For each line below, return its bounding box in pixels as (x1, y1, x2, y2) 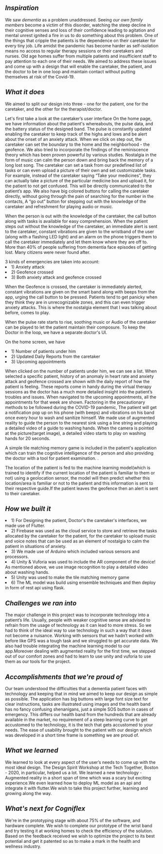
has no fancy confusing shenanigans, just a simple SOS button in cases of (5, 706, 154, 712)
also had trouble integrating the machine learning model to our (5, 643, 130, 649)
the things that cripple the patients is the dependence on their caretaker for (5, 38, 156, 43)
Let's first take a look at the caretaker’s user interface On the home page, (5, 116, 152, 121)
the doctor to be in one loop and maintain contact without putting (5, 68, 135, 75)
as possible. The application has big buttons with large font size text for (5, 696, 148, 702)
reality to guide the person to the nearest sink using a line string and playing (5, 420, 157, 426)
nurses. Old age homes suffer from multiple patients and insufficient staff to (5, 53, 157, 59)
